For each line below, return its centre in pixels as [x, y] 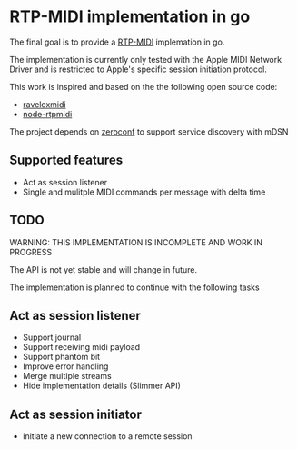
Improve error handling [65, 366]
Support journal [52, 337]
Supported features [66, 160]
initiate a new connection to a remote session [107, 436]
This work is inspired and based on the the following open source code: [144, 86]
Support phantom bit [61, 357]
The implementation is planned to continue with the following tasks [135, 287]
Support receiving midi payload [81, 347]
